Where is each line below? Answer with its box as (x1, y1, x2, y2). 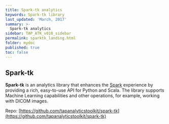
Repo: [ (5, 108, 21, 114)
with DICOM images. (5, 98, 48, 104)
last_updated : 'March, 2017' (5, 17, 67, 22)
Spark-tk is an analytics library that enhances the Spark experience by (5, 82, 153, 88)
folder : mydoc (5, 40, 36, 46)
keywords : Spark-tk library (5, 12, 65, 17)
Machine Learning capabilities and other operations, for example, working (5, 93, 160, 99)
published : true (5, 45, 40, 50)
